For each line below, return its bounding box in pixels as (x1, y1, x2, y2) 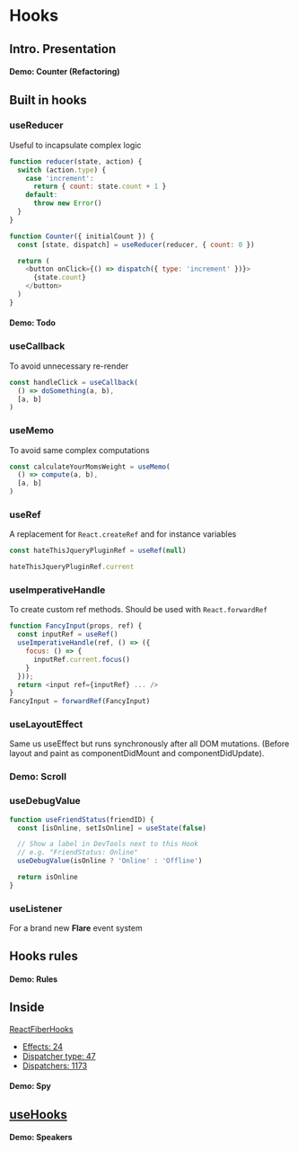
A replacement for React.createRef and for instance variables (9, 529, 237, 540)
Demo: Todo (9, 317, 57, 328)
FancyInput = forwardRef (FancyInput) (9, 697, 151, 706)
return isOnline (17, 873, 78, 882)
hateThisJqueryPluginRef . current (9, 563, 135, 572)
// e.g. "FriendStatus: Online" (17, 848, 139, 857)
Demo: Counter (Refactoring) (9, 67, 120, 77)
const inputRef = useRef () (17, 630, 118, 639)
